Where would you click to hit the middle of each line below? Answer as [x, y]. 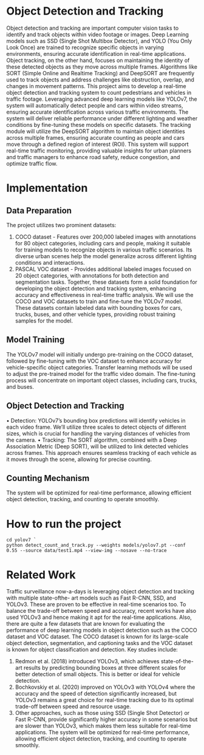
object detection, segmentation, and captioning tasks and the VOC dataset [100, 643]
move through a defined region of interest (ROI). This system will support [98, 144]
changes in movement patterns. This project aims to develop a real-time [96, 86]
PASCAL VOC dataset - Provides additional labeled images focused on [103, 269]
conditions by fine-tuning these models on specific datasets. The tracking [99, 125]
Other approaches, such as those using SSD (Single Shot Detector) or [102, 713]
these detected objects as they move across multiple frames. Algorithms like [102, 67]
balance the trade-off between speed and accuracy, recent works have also [101, 611]
